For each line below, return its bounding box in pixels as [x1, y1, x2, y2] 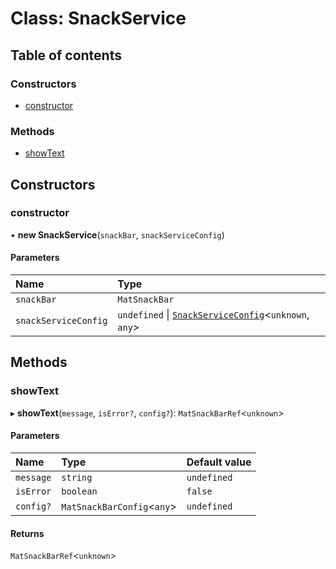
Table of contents [10, 47, 122, 64]
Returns [10, 527, 45, 539]
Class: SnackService [10, 7, 187, 30]
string [61, 472, 93, 483]
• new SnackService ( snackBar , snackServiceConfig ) [10, 228, 225, 241]
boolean [61, 485, 98, 497]
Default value [186, 455, 252, 469]
